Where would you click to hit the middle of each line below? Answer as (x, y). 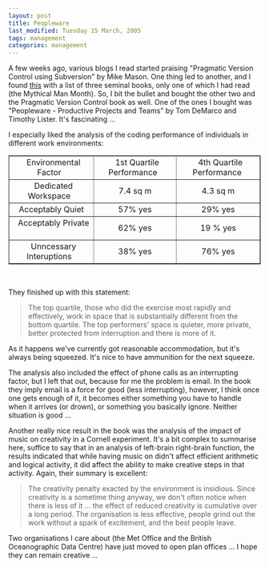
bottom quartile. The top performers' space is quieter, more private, (139, 325)
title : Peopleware (39, 23)
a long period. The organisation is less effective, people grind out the (142, 514)
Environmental (54, 162)
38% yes (135, 251)
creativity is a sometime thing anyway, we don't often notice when (137, 498)
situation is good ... (40, 415)
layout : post (30, 16)
